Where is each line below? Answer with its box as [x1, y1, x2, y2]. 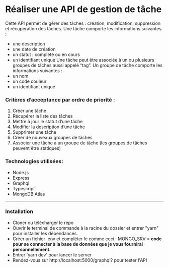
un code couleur [12, 78, 47, 84]
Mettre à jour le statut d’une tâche [12, 119, 83, 125]
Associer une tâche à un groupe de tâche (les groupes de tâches [12, 140, 147, 146]
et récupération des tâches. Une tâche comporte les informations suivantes [5, 25, 162, 31]
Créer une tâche [12, 108, 47, 114]
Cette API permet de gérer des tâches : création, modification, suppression [5, 20, 161, 26]
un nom [12, 73, 29, 79]
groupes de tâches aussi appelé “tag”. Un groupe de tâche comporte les [12, 62, 162, 68]
